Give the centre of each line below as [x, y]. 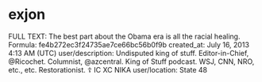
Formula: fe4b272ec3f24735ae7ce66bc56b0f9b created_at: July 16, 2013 [129, 44]
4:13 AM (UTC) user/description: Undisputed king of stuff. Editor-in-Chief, [129, 53]
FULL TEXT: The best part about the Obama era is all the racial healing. [124, 36]
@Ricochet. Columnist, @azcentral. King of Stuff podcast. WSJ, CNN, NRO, [131, 61]
